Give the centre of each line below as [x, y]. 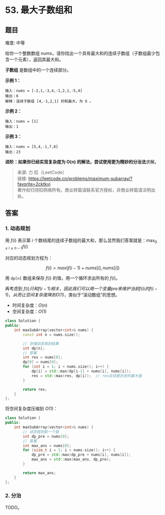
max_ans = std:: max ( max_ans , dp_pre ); [71, 460]
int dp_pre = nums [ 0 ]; [46, 436]
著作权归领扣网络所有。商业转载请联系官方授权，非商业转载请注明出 [86, 190]
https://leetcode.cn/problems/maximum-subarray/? [81, 178]
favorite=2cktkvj [34, 184]
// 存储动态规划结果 [41, 344]
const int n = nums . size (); [51, 334]
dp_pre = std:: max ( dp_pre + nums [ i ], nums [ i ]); [81, 455]
